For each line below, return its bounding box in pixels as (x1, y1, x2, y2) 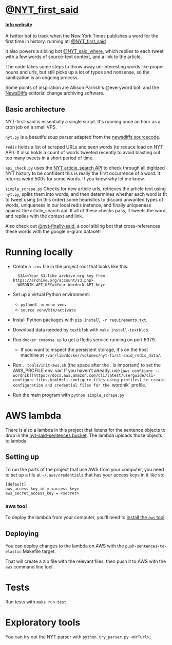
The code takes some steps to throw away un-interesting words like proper (5, 64, 164, 70)
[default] (5, 482, 27, 487)
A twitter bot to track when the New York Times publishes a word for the (5, 33, 158, 39)
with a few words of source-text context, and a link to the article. (5, 53, 142, 60)
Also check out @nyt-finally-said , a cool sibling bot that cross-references (5, 223, 161, 229)
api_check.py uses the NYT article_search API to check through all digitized (5, 165, 165, 171)
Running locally (5, 246, 73, 258)
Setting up (5, 453, 40, 462)
